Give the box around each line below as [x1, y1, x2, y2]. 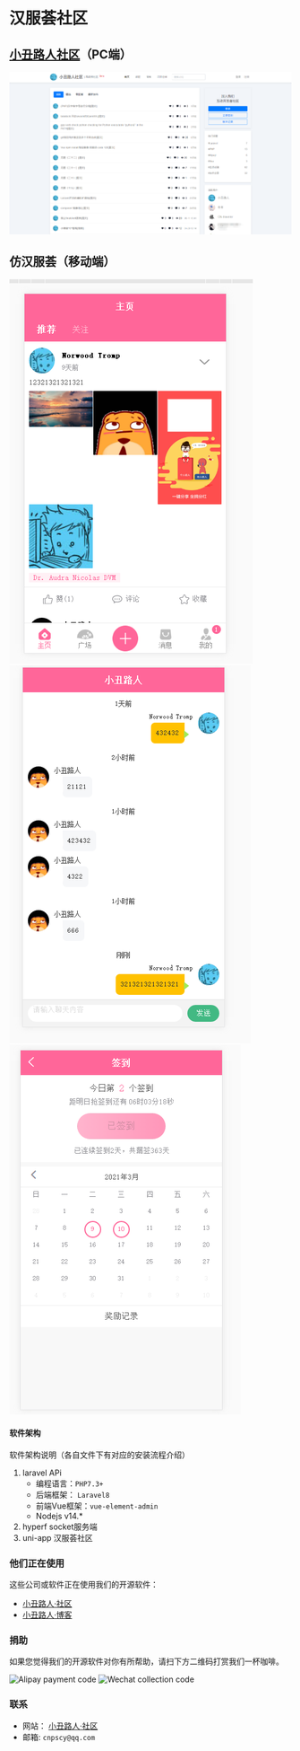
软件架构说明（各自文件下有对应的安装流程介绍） [9, 1449, 190, 1460]
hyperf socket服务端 [21, 1521, 98, 1532]
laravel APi [21, 1467, 63, 1478]
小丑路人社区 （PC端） [9, 47, 133, 62]
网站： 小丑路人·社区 [21, 1720, 99, 1731]
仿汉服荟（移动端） [9, 254, 116, 269]
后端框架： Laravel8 [35, 1489, 110, 1500]
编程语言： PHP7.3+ [35, 1478, 104, 1489]
